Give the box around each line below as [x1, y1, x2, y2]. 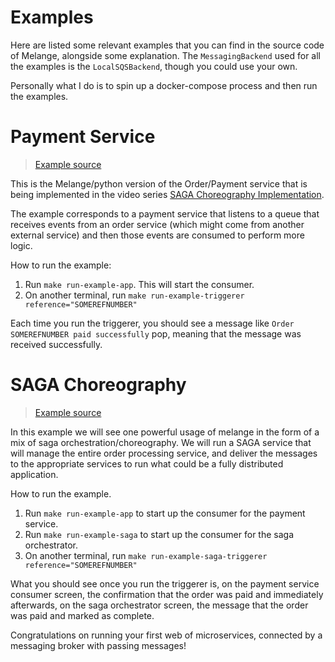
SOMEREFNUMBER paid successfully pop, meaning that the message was [10, 327, 302, 340]
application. [10, 468, 59, 480]
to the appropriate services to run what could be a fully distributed [10, 457, 284, 470]
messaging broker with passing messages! [10, 639, 187, 651]
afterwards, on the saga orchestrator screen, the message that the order [10, 599, 309, 611]
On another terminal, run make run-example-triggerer [24, 289, 245, 301]
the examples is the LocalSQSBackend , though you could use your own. [10, 60, 298, 72]
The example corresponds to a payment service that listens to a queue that [10, 207, 320, 220]
